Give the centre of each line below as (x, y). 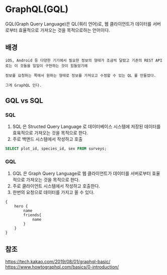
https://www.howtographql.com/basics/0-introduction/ (62, 267)
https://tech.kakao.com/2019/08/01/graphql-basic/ (58, 262)
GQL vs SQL (24, 101)
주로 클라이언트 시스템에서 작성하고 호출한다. (56, 186)
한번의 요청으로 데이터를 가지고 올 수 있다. (53, 192)
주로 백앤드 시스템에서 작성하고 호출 (48, 139)
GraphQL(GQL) (37, 9)
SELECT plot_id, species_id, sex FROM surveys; (56, 149)
